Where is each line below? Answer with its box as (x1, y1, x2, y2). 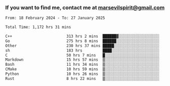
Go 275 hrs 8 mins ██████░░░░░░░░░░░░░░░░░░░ (5, 38, 159, 44)
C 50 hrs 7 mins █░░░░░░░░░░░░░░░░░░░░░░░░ (5, 53, 159, 58)
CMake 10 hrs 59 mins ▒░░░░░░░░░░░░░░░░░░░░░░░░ (5, 67, 159, 72)
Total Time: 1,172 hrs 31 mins (5, 25, 71, 30)
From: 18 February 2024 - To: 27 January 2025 (5, 16, 105, 21)
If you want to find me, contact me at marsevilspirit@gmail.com (5, 4, 165, 11)
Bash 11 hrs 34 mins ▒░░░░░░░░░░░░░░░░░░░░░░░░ (5, 62, 159, 67)
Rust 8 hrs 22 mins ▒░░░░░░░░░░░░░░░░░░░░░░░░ (5, 76, 159, 81)
